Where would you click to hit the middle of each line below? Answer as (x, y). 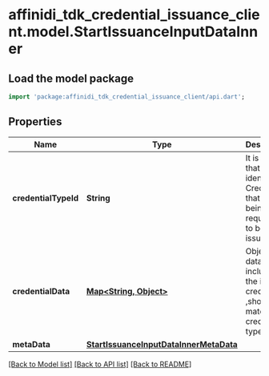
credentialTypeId (45, 198)
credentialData (41, 291)
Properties (35, 122)
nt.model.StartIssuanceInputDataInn (133, 32)
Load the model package (71, 78)
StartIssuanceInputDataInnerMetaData (162, 344)
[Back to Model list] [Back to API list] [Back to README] (100, 364)
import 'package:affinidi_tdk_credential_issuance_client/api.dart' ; (127, 97)
